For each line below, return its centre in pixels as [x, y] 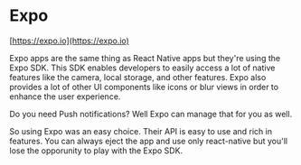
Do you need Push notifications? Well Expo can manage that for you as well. [151, 114]
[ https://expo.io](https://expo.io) [69, 41]
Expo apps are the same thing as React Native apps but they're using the [145, 58]
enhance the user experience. [65, 96]
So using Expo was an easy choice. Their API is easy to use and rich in [141, 131]
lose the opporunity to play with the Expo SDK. [96, 151]
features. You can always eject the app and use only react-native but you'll [148, 141]
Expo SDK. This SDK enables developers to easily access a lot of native [142, 68]
